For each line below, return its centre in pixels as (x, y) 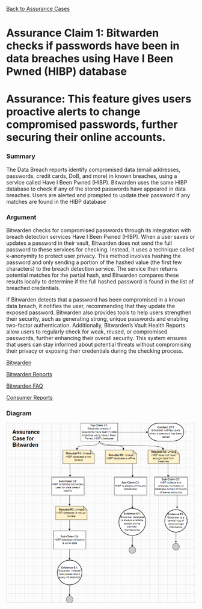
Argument (21, 217)
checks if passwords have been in (93, 46)
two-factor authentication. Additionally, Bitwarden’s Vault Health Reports (96, 325)
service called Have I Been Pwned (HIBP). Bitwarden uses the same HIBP (97, 182)
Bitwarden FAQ (25, 386)
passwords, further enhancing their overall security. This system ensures (97, 338)
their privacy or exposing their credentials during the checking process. (95, 351)
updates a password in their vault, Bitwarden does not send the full (89, 243)
